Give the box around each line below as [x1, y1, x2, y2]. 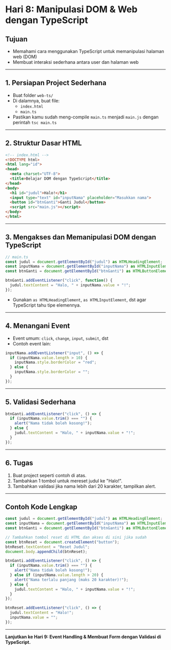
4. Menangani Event [5, 321, 70, 330]
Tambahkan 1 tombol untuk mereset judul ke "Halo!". [12, 478, 123, 484]
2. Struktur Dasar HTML [5, 139, 82, 147]
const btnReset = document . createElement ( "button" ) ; [5, 539, 120, 544]
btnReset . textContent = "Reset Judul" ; [5, 544, 90, 549]
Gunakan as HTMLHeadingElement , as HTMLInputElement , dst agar [12, 296, 147, 303]
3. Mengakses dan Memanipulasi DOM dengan [5, 233, 156, 242]
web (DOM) [12, 54, 37, 60]
